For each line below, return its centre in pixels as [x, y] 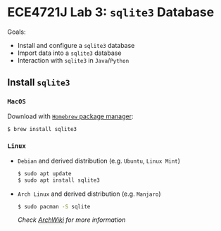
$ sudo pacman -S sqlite [54, 206]
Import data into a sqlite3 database [69, 53]
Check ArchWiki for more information [71, 220]
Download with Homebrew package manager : [70, 116]
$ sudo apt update [44, 173]
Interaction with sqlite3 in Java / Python [73, 60]
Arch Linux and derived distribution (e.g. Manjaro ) [89, 194]
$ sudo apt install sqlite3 [58, 180]
